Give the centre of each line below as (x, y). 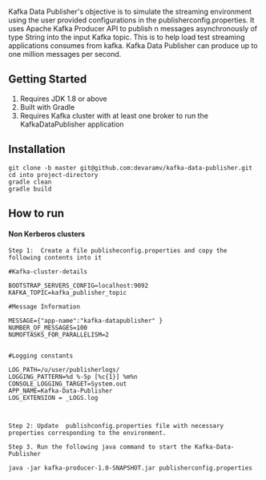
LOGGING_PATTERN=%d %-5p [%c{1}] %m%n (73, 377)
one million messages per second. (65, 54)
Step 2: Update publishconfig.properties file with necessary (116, 426)
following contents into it (55, 258)
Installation (37, 149)
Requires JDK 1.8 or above (63, 99)
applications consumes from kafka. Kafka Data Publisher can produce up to (133, 46)
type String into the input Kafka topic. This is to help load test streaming (127, 37)
